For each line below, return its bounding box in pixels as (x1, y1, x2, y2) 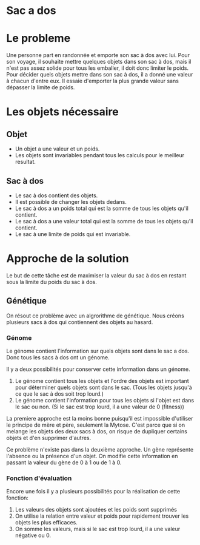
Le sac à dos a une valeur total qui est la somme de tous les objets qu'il (15, 217, 193, 225)
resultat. (15, 158, 36, 166)
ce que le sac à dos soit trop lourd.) (15, 390, 104, 398)
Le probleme (6, 32, 71, 46)
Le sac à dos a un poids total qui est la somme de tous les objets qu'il (15, 205, 189, 212)
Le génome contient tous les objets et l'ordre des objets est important (15, 377, 189, 384)
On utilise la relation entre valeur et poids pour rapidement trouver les (15, 512, 189, 520)
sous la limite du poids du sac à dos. (6, 278, 97, 285)
